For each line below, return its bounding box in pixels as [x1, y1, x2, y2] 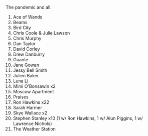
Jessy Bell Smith [13, 67, 48, 73]
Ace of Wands [13, 14, 43, 20]
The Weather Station [13, 126, 56, 132]
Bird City [13, 25, 32, 31]
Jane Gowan [13, 62, 40, 68]
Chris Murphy [13, 35, 42, 41]
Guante [13, 57, 29, 62]
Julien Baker [13, 73, 39, 78]
